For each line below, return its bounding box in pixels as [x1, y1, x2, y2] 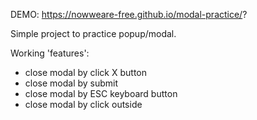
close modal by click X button [24, 67, 148, 78]
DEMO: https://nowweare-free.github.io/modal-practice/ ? [10, 9, 248, 20]
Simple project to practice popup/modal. [10, 28, 177, 39]
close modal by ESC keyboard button [24, 88, 178, 99]
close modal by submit [24, 77, 119, 89]
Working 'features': [10, 47, 90, 59]
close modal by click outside [24, 99, 143, 110]
